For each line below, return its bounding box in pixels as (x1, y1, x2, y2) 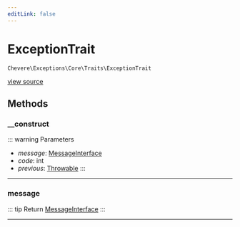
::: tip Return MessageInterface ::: (7, 204, 106, 213)
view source (7, 77, 44, 85)
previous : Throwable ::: (17, 164, 86, 173)
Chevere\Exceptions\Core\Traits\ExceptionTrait (7, 65, 152, 72)
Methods (7, 97, 49, 110)
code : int (17, 157, 44, 165)
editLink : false (7, 10, 56, 18)
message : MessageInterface (17, 149, 102, 157)
